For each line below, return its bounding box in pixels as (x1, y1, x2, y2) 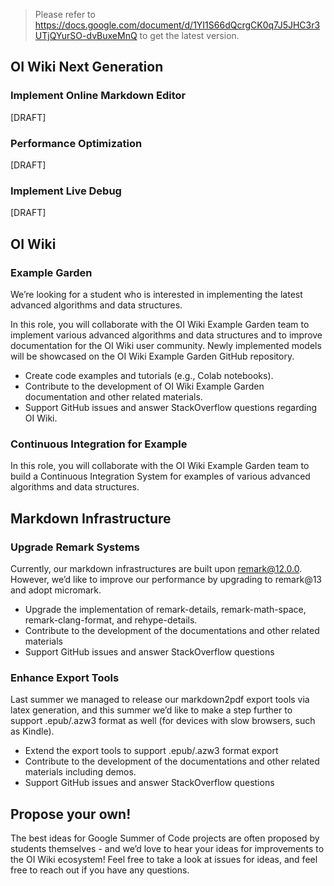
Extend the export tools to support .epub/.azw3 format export (24, 745, 279, 757)
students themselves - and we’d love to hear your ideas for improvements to (10, 843, 325, 855)
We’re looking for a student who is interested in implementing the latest (10, 288, 303, 300)
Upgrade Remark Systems (10, 540, 140, 554)
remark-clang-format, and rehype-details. (24, 614, 198, 626)
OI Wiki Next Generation (10, 59, 164, 76)
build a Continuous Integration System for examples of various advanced (10, 470, 311, 483)
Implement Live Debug (10, 184, 122, 198)
